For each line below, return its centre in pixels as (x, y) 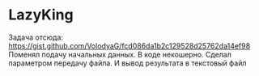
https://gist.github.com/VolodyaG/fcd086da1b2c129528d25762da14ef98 (129, 45)
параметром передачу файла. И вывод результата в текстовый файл (127, 63)
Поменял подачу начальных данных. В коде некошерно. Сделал (120, 54)
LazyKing (41, 15)
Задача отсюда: (36, 37)
